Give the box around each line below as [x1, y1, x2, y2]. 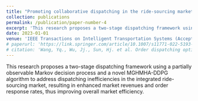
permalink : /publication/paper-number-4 [6, 19, 107, 25]
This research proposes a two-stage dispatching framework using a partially [6, 63, 192, 70]
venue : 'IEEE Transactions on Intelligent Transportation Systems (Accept [6, 36, 194, 42]
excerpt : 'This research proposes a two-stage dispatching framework [6, 25, 181, 31]
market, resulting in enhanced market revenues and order [28, 82, 169, 89]
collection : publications [6, 14, 70, 20]
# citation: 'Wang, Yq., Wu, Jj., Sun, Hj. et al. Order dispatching [6, 47, 181, 53]
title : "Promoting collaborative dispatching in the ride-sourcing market [6, 8, 194, 15]
